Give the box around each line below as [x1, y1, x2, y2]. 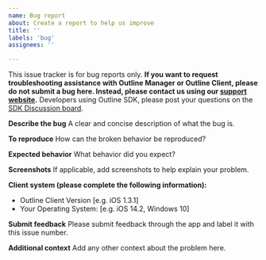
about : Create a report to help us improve [8, 19, 155, 27]
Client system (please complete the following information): [8, 180, 207, 190]
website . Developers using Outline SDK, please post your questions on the [8, 95, 253, 105]
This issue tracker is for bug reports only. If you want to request [8, 70, 218, 79]
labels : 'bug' [8, 33, 56, 42]
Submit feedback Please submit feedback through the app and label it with [8, 220, 254, 229]
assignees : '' [8, 41, 56, 49]
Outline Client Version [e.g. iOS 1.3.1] [19, 196, 139, 205]
